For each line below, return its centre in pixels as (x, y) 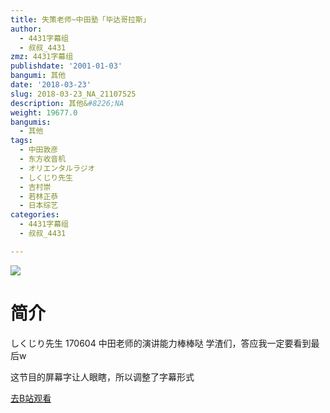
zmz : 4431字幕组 (42, 57)
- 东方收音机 (43, 159)
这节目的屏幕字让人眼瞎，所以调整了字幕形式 (102, 377)
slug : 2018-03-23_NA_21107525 (73, 94)
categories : (35, 215)
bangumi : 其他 (38, 76)
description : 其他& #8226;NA (67, 103)
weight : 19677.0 (44, 112)
